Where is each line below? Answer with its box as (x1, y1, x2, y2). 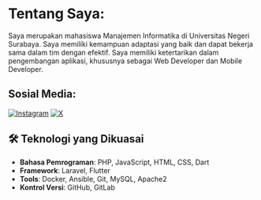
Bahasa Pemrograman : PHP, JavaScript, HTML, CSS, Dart (19, 157, 210, 167)
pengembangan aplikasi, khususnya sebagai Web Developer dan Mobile (8, 56, 243, 66)
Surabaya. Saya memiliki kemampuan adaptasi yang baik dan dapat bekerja (8, 39, 254, 48)
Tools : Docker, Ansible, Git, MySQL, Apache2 (19, 174, 167, 183)
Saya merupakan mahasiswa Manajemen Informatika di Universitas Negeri (8, 31, 250, 40)
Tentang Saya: (8, 5, 105, 23)
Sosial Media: (8, 88, 76, 101)
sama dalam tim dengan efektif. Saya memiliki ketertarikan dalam (8, 47, 219, 57)
